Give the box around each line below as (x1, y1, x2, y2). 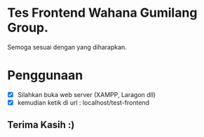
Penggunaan (7, 68, 83, 83)
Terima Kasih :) (7, 119, 75, 131)
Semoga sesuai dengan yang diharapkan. (7, 43, 128, 51)
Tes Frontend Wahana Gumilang (7, 5, 198, 21)
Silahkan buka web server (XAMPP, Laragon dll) (17, 90, 156, 99)
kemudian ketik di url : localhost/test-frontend (17, 98, 149, 106)
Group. (7, 20, 49, 36)
